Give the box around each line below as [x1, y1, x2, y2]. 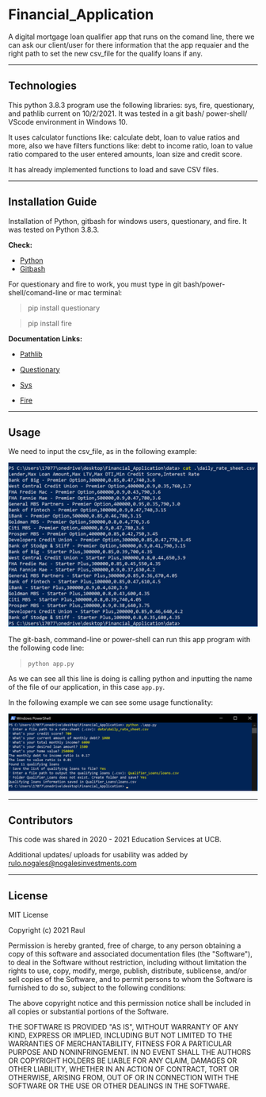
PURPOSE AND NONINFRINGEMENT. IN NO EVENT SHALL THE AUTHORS [8, 1048, 252, 1057]
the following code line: [8, 643, 85, 652]
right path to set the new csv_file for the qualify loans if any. [8, 48, 203, 58]
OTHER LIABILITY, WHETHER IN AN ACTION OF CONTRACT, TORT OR [8, 1064, 239, 1074]
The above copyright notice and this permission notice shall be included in [8, 999, 251, 1008]
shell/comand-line [8, 287, 67, 297]
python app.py [27, 660, 74, 668]
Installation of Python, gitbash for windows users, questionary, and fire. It [8, 216, 247, 225]
